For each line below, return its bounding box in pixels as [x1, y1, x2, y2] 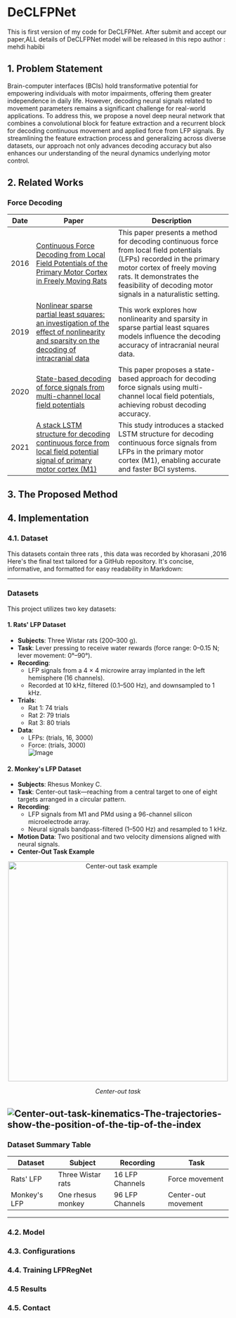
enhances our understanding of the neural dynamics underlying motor [7, 148, 211, 157]
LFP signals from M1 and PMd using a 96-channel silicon [27, 810, 192, 818]
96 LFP [113, 1190, 138, 1200]
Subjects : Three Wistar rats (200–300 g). [17, 636, 138, 645]
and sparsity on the [36, 336, 100, 346]
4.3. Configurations [7, 1246, 76, 1256]
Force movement [167, 1174, 224, 1184]
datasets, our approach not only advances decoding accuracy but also [7, 141, 212, 150]
